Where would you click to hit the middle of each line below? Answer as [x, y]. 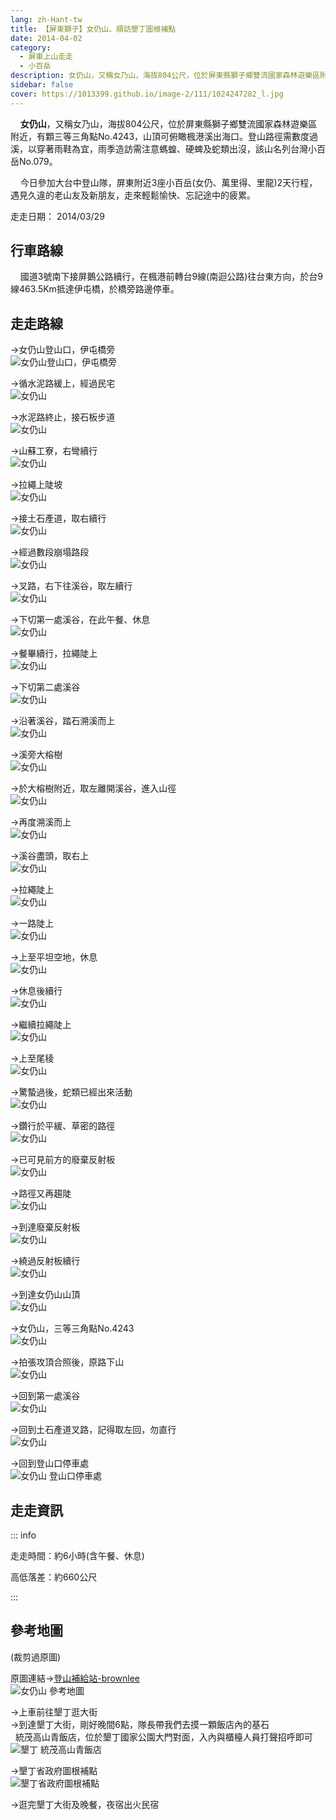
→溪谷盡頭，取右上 [50, 856]
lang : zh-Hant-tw [46, 19]
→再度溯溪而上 [41, 822]
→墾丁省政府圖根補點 [54, 1770]
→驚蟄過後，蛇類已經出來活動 [71, 1092]
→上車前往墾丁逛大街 [54, 1712]
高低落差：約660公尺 [54, 1577]
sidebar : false [42, 85]
